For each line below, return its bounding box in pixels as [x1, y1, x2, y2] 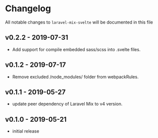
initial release [12, 128, 39, 134]
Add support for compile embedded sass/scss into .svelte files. [12, 46, 141, 52]
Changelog [5, 3, 51, 14]
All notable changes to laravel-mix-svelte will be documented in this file [5, 19, 154, 25]
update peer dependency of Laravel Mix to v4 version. [12, 101, 123, 107]
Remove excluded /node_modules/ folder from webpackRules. [12, 74, 139, 80]
